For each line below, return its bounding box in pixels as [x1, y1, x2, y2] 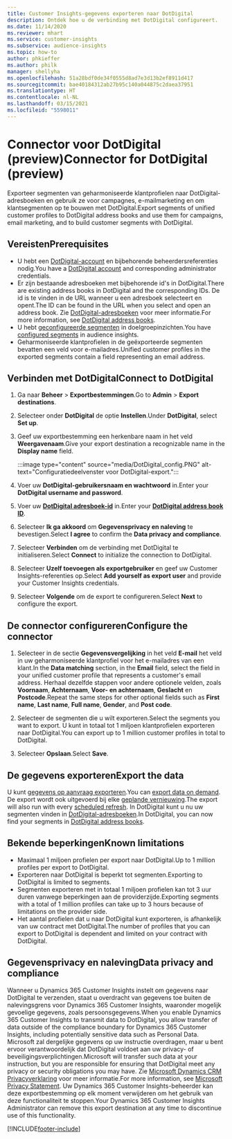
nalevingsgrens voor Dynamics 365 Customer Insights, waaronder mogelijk [7, 1001, 222, 1009]
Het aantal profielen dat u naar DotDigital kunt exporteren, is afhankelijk [17, 915, 222, 923]
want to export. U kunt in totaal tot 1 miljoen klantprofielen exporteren [17, 721, 215, 730]
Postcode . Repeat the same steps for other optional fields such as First [17, 693, 220, 701]
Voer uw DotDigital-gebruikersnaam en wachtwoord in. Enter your [17, 481, 209, 490]
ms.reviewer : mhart [7, 29, 64, 37]
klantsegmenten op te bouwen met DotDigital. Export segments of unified [7, 204, 215, 212]
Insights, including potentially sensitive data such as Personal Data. [7, 1030, 199, 1039]
